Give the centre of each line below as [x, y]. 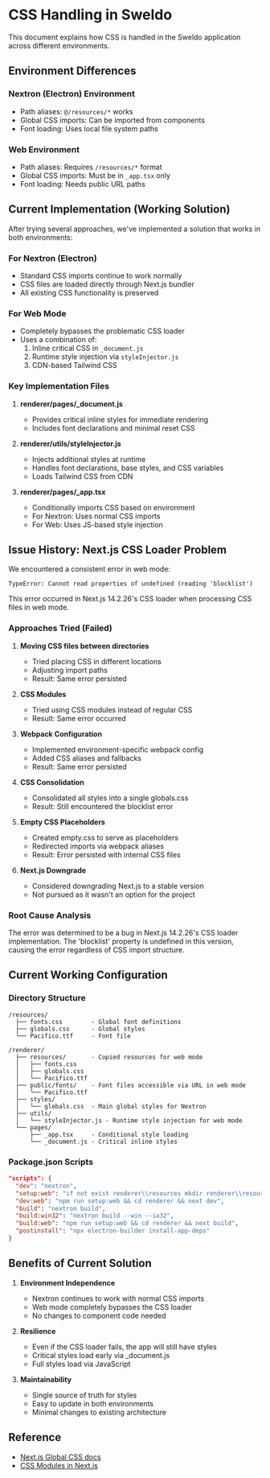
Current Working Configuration [88, 975]
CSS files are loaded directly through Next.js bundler [107, 284]
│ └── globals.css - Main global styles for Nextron [111, 1106]
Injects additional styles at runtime [89, 459]
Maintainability [46, 1379]
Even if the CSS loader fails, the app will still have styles [124, 1347]
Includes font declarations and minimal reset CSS [113, 427]
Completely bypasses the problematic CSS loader [102, 331]
